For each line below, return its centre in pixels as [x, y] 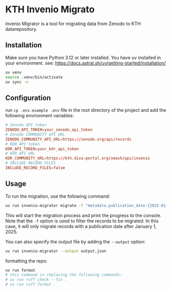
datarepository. [21, 29]
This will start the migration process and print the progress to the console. [83, 215]
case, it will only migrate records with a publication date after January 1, [81, 226]
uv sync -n [17, 82]
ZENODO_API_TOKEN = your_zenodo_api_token [49, 130]
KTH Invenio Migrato [50, 9]
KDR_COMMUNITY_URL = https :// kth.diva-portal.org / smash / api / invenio [78, 158]
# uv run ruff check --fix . [36, 280]
